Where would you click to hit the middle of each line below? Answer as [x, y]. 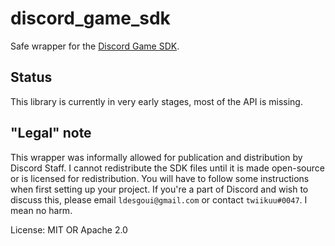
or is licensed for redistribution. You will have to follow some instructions [160, 178]
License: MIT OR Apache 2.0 [69, 229]
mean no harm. [41, 210]
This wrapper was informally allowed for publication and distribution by [156, 157]
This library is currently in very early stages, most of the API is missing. [156, 101]
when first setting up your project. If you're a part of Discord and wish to [159, 189]
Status [31, 77]
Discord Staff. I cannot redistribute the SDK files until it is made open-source [167, 168]
